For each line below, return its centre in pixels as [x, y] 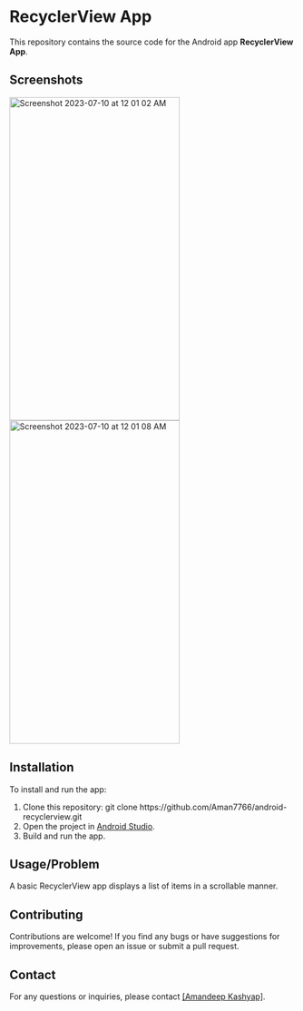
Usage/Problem [54, 864]
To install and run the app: [58, 789]
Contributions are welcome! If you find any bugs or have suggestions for [145, 937]
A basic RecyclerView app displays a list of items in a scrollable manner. [144, 886]
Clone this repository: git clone [80, 807]
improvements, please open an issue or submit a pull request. [124, 947]
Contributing [46, 914]
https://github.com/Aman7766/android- [213, 807]
